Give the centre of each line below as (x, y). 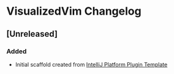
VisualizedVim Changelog (74, 11)
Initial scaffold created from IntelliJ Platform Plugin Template (91, 64)
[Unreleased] (32, 34)
